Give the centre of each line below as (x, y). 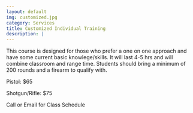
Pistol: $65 (19, 82)
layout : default (26, 12)
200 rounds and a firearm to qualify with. (57, 70)
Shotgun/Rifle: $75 (29, 93)
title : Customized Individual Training (56, 28)
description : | (25, 34)
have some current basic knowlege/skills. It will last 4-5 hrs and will (90, 57)
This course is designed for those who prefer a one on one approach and (96, 51)
